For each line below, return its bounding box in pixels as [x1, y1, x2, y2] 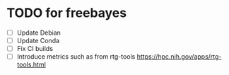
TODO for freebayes [6, 5, 127, 21]
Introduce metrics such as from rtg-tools [16, 52, 136, 61]
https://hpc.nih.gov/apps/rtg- [136, 52, 222, 61]
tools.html [16, 60, 47, 69]
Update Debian [16, 28, 61, 37]
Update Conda [16, 37, 60, 45]
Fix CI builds [16, 45, 54, 53]
